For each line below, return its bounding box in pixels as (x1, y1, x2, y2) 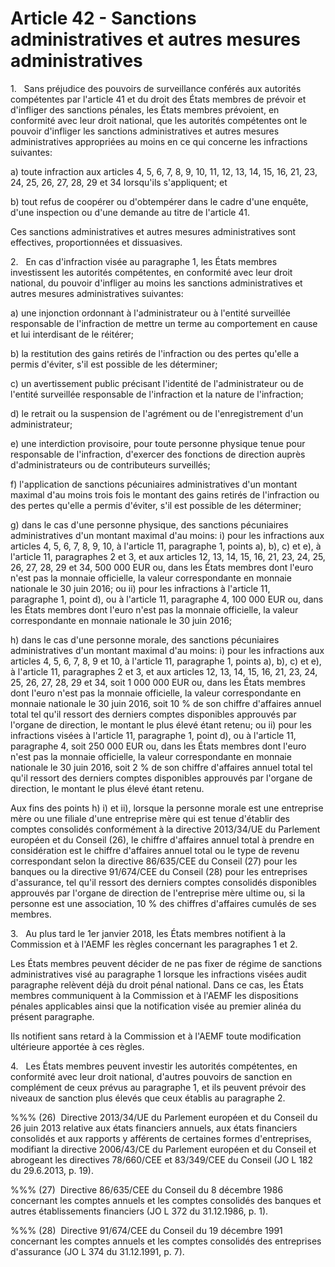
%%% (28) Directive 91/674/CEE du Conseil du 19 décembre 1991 (10, 1224, 283, 1236)
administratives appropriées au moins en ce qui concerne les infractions (10, 135, 308, 147)
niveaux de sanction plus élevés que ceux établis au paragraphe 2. (10, 1092, 286, 1104)
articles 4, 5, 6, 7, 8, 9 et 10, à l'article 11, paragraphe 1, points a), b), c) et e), (10, 655, 322, 667)
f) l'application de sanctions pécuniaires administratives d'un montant (10, 478, 298, 490)
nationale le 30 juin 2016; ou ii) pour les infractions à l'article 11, (10, 582, 271, 594)
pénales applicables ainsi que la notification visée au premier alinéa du (10, 1000, 302, 1012)
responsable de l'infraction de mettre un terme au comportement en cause (10, 317, 318, 329)
